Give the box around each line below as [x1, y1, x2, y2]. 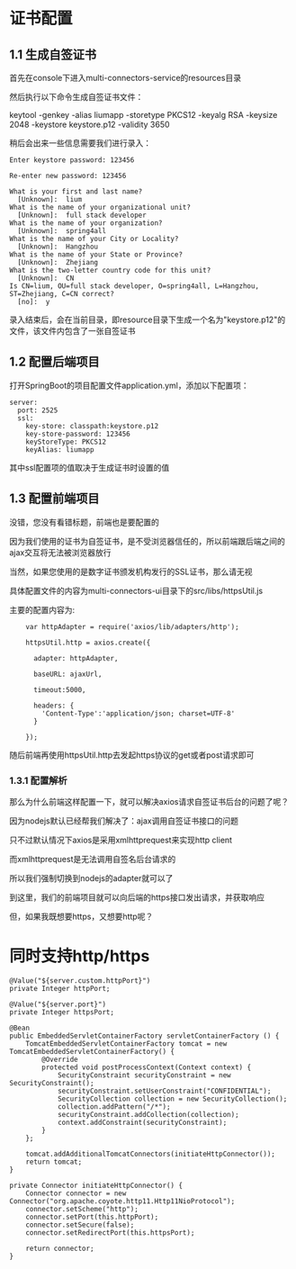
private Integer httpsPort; [9, 1007, 115, 1017]
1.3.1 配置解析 [9, 774, 67, 787]
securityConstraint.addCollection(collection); [57, 1110, 240, 1119]
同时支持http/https [9, 946, 150, 967]
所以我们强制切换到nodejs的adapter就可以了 [9, 872, 174, 883]
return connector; [25, 1244, 94, 1253]
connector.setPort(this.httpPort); [25, 1212, 159, 1221]
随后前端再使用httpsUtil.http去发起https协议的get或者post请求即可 [9, 749, 255, 760]
